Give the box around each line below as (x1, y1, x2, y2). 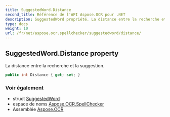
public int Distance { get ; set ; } (5, 72, 80, 77)
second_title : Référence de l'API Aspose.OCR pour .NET (5, 12, 125, 17)
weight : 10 (5, 26, 28, 31)
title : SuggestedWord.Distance (5, 7, 71, 13)
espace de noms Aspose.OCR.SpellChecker (12, 101, 104, 107)
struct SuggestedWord (12, 95, 60, 101)
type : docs (5, 21, 28, 27)
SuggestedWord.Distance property (5, 49, 119, 58)
